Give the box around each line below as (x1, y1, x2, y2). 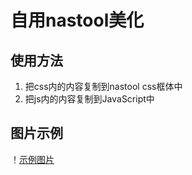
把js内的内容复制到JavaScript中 (24, 93, 155, 105)
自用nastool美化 (10, 9, 145, 32)
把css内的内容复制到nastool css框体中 (24, 81, 183, 92)
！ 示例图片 (10, 153, 55, 165)
